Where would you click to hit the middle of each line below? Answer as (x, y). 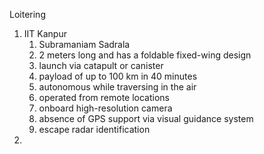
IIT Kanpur (45, 33)
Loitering (27, 14)
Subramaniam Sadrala (84, 44)
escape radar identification (94, 129)
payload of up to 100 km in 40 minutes (118, 76)
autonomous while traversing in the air (117, 87)
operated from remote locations (104, 97)
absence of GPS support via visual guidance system (146, 118)
